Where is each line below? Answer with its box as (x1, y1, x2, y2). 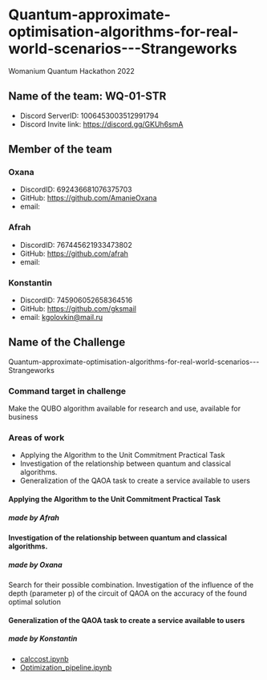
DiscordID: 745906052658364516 (19, 295, 133, 306)
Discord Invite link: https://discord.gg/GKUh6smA (19, 119, 184, 129)
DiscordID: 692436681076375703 (19, 184, 132, 194)
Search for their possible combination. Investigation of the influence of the (8, 580, 254, 589)
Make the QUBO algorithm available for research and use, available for (8, 403, 241, 414)
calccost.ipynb (19, 654, 69, 663)
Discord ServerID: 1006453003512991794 (19, 111, 159, 120)
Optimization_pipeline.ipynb (19, 662, 112, 672)
